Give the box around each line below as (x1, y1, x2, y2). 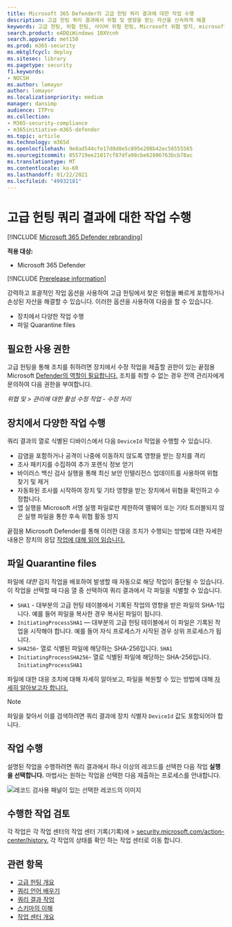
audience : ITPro (7, 107, 54, 114)
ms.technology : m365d (7, 139, 70, 146)
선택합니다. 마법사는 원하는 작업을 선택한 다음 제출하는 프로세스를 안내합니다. (14, 770, 221, 779)
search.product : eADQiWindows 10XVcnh (7, 29, 119, 37)
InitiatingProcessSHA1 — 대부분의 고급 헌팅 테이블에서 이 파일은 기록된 (17, 618, 214, 626)
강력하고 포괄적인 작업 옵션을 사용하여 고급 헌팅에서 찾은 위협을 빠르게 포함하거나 (7, 289, 225, 297)
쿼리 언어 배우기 (17, 887, 60, 895)
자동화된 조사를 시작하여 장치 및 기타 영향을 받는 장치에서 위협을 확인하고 (17, 486, 213, 494)
